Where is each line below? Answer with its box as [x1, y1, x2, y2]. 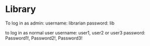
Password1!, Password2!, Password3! [5, 35, 83, 41]
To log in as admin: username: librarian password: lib [5, 20, 115, 26]
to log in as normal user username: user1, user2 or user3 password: [5, 29, 145, 35]
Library [5, 3, 36, 15]
